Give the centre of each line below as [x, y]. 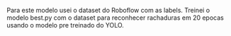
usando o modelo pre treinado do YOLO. [66, 25]
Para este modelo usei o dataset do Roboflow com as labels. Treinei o [108, 10]
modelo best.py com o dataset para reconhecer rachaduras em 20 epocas [115, 18]
